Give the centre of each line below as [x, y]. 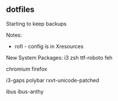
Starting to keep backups [37, 23]
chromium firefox [27, 69]
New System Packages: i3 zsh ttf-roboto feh [59, 57]
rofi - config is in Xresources [49, 46]
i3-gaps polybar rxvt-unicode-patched [53, 80]
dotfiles [20, 10]
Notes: [14, 35]
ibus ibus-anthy [25, 91]
